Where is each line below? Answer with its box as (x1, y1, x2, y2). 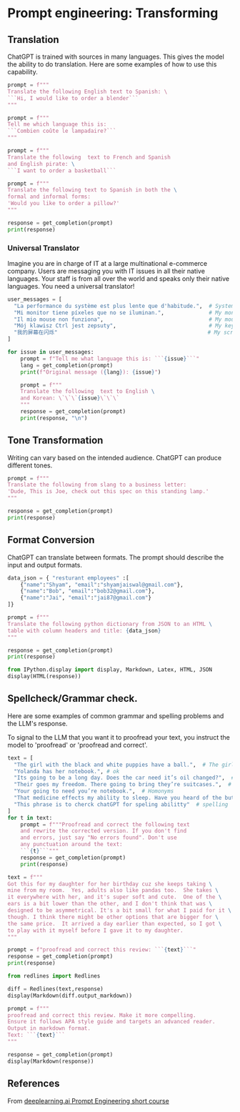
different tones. (7, 461, 53, 470)
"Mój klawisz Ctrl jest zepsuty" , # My (14, 322, 222, 329)
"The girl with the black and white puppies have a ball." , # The (14, 761, 219, 768)
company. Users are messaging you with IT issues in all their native (7, 267, 206, 275)
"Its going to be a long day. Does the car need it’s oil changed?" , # (14, 774, 235, 782)
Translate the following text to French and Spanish (7, 154, 171, 161)
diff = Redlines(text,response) (7, 985, 104, 993)
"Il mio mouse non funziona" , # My (14, 316, 222, 323)
